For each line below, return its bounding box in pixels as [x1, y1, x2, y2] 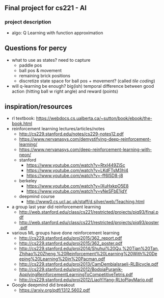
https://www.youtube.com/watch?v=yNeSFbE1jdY [26, 188, 128, 194]
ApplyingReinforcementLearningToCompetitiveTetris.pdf [19, 272, 133, 277]
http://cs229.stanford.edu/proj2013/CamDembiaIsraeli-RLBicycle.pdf [19, 261, 159, 267]
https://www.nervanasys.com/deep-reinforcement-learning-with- [19, 147, 152, 152]
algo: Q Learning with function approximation [11, 29, 104, 36]
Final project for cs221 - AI [4, 4, 87, 12]
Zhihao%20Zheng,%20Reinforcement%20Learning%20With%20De [19, 251, 158, 257]
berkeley [19, 178, 37, 184]
